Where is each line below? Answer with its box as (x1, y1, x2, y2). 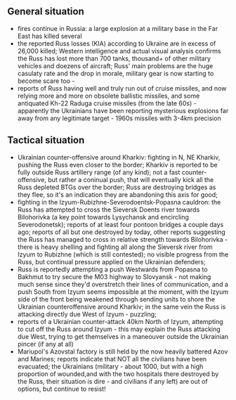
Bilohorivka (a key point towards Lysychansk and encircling (17, 212, 190, 221)
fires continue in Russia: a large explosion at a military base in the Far (17, 24, 218, 32)
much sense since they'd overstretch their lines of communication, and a (17, 280, 228, 288)
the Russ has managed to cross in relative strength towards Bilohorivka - (17, 235, 228, 243)
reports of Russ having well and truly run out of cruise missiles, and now (17, 84, 227, 92)
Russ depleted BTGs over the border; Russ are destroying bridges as (17, 183, 216, 191)
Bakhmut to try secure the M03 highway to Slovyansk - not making (17, 272, 211, 280)
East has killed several (17, 32, 82, 40)
